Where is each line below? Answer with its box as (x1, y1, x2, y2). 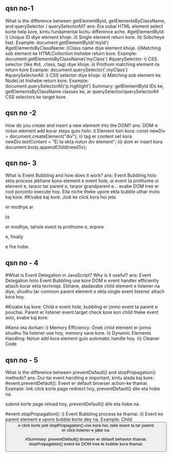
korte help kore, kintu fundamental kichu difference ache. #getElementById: (5, 28, 165, 35)
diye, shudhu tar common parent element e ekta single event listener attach (5, 289, 165, 295)
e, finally (5, 234, 24, 240)
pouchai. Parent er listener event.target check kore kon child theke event (5, 309, 159, 315)
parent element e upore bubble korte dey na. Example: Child (5, 417, 132, 423)
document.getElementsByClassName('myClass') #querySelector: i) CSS (5, 56, 157, 62)
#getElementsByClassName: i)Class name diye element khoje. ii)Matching (5, 45, 161, 51)
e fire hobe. (5, 244, 30, 250)
